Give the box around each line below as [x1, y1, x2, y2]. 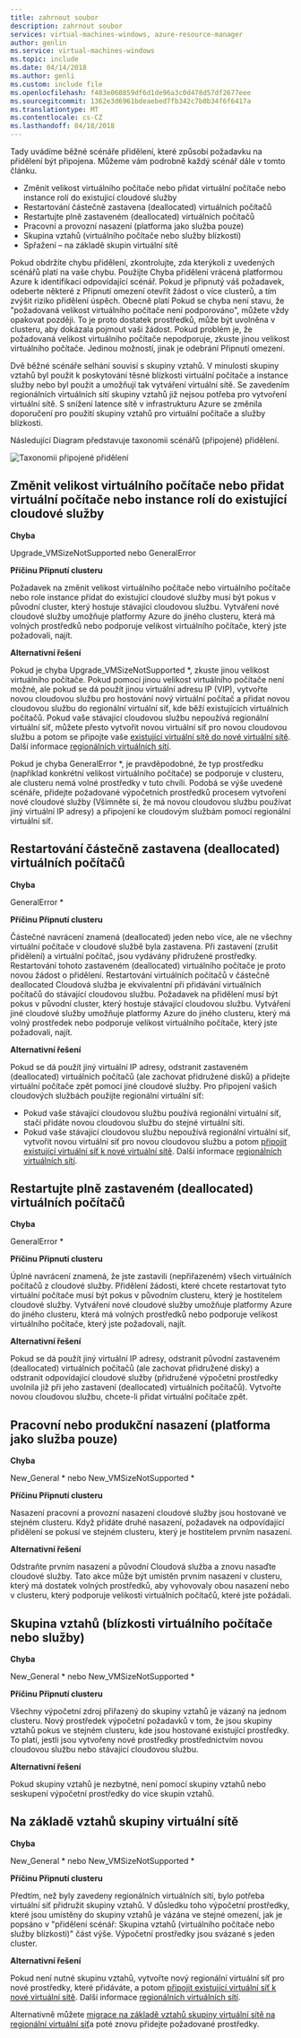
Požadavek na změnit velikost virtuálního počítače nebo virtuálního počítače [10, 582, 291, 593]
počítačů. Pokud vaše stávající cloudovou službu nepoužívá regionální [10, 712, 270, 723]
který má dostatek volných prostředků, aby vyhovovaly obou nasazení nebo [10, 1581, 290, 1591]
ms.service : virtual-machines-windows [10, 47, 155, 56]
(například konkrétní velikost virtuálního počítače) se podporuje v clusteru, [10, 768, 285, 779]
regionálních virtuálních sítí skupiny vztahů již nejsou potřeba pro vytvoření [10, 389, 288, 399]
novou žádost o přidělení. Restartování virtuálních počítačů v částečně [10, 970, 270, 980]
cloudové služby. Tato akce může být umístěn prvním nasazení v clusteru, [10, 1571, 283, 1581]
